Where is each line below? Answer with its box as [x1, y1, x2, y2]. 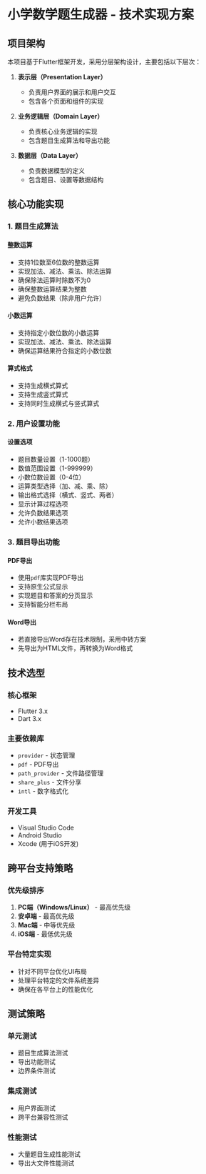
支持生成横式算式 [17, 381, 68, 389]
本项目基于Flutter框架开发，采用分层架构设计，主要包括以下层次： [7, 58, 202, 66]
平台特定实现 [7, 950, 52, 960]
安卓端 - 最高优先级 [17, 912, 75, 920]
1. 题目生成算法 [7, 222, 59, 232]
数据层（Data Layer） [17, 151, 82, 159]
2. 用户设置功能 [7, 419, 61, 429]
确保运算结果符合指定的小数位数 [17, 346, 112, 354]
